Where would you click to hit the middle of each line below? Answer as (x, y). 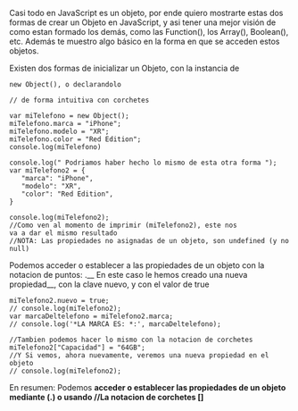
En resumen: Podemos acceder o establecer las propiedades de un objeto (148, 387)
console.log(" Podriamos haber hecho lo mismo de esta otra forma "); (143, 163)
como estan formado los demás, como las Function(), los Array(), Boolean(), (149, 32)
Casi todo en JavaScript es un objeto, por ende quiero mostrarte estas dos (146, 13)
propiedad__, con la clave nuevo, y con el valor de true (109, 284)
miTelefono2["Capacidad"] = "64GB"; (77, 348)
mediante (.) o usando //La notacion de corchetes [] (107, 397)
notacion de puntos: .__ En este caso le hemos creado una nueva (128, 275)
